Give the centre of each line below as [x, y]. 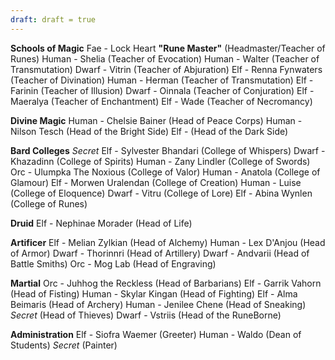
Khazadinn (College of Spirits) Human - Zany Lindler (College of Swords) [160, 161]
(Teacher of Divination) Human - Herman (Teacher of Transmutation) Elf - [162, 80]
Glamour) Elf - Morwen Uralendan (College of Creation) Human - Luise [156, 182]
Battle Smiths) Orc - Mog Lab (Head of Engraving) [113, 263]
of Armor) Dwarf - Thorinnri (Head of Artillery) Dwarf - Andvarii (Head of [160, 253]
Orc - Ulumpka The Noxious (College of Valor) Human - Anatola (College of [165, 172]
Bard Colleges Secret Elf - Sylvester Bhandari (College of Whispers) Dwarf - [168, 150]
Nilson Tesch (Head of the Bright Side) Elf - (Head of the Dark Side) [149, 131]
